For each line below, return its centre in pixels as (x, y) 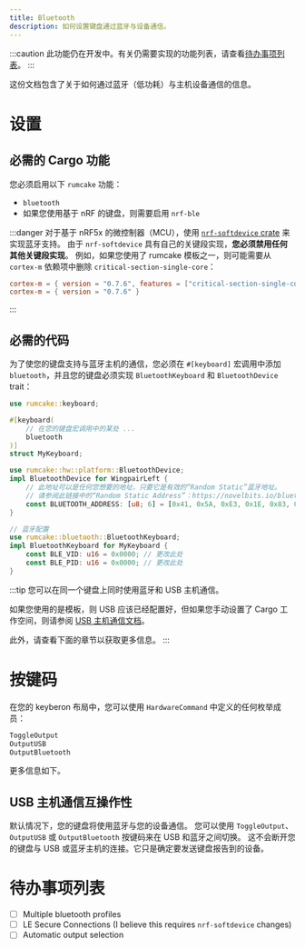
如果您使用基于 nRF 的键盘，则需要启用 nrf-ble (111, 213)
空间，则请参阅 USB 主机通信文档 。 (83, 620)
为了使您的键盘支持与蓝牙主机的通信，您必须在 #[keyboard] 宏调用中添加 (145, 364)
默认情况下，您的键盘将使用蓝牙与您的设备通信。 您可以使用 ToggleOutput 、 (151, 826)
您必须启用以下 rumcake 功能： (66, 184)
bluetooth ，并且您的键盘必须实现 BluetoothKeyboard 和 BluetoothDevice (144, 375)
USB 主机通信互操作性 (71, 802)
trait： (21, 386)
